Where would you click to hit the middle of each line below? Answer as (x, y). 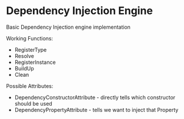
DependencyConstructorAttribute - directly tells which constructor (95, 97)
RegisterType (31, 50)
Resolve (24, 56)
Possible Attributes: (30, 86)
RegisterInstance (35, 62)
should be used (34, 103)
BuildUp (24, 68)
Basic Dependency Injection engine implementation (68, 27)
